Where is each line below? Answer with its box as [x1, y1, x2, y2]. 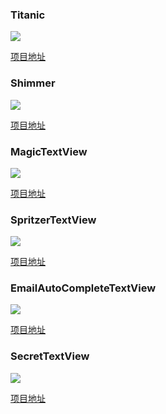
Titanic [10, 8, 46, 22]
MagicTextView [10, 144, 88, 158]
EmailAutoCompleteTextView [10, 281, 157, 295]
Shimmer [10, 76, 56, 90]
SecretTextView [10, 349, 90, 363]
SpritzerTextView [10, 213, 97, 227]
